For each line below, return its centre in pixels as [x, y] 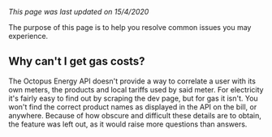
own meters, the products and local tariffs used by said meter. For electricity [136, 89]
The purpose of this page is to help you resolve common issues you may [130, 27]
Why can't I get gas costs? [77, 61]
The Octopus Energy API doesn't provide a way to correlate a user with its [132, 81]
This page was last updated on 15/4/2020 [79, 12]
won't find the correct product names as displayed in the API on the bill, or [133, 107]
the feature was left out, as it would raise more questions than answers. [128, 124]
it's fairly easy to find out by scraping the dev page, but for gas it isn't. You [133, 98]
